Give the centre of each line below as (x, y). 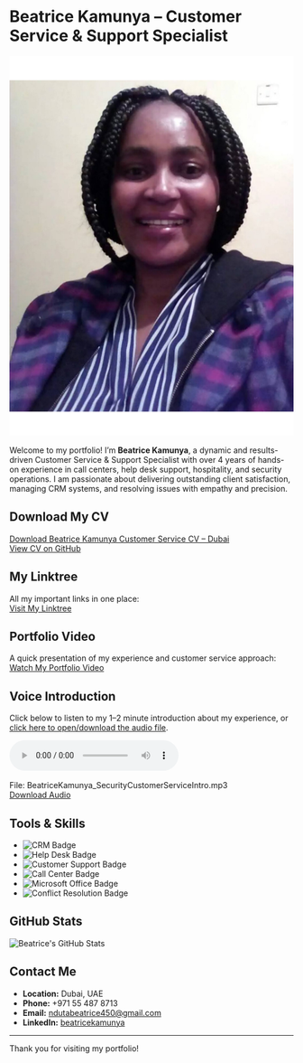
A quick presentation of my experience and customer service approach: (143, 658)
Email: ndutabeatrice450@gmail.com (92, 1012)
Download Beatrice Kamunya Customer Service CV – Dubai (119, 539)
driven (21, 459)
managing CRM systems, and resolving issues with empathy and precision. (149, 488)
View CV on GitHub (45, 548)
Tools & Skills (47, 823)
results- (264, 450)
